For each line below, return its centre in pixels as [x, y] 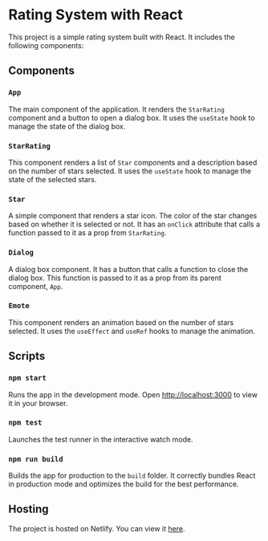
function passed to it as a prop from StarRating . [87, 233]
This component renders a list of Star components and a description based [133, 162]
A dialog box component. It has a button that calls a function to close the [128, 269]
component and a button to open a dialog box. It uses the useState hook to [132, 117]
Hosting [29, 509]
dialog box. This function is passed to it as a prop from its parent [115, 278]
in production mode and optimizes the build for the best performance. [124, 484]
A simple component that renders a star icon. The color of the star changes [133, 216]
